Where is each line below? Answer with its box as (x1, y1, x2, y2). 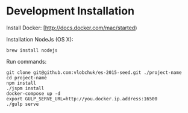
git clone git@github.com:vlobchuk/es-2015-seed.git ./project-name (6, 69, 182, 76)
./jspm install (6, 85, 45, 91)
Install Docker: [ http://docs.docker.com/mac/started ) (6, 24, 137, 31)
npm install (6, 80, 36, 86)
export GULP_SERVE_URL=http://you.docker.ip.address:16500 (6, 96, 158, 102)
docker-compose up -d (6, 90, 61, 97)
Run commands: (6, 58, 47, 65)
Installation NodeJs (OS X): (6, 35, 74, 43)
